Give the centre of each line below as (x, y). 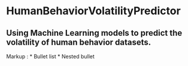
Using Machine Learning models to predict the (94, 33)
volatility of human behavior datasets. (79, 42)
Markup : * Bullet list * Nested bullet (50, 56)
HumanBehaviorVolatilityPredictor (93, 11)
